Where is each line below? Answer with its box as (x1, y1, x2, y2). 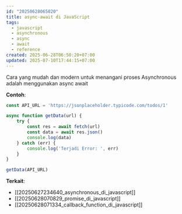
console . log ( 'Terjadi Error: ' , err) (27, 146, 118, 151)
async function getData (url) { (6, 113, 82, 119)
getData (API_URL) (6, 167, 48, 173)
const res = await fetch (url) (27, 124, 100, 130)
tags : (6, 19, 19, 25)
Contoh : (6, 91, 26, 98)
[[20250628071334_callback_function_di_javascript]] (14, 201, 143, 208)
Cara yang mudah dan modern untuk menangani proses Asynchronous (6, 74, 177, 81)
